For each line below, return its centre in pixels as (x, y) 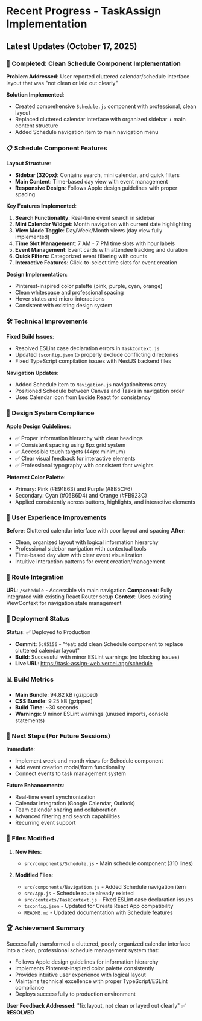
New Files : (28, 851)
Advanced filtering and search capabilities (68, 816)
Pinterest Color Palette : (36, 477)
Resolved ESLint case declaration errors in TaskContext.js (87, 348)
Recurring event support (45, 823)
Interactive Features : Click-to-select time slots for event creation (96, 263)
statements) (30, 720)
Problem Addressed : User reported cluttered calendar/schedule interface (98, 76)
